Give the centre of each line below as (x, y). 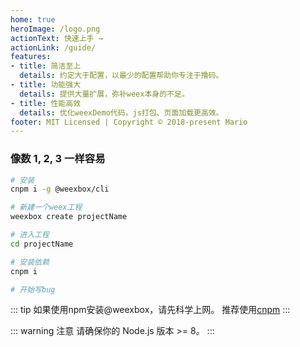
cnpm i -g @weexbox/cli (60, 189)
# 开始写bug (33, 289)
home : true (33, 19)
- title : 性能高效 (46, 103)
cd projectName (42, 244)
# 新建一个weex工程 (46, 207)
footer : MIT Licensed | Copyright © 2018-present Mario (129, 122)
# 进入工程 (30, 235)
